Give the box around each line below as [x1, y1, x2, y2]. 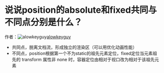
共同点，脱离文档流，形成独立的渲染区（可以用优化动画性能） [11, 44, 137, 50]
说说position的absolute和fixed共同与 [4, 4, 157, 16]
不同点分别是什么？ [4, 17, 83, 28]
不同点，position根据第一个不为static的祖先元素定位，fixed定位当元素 [11, 50, 153, 56]
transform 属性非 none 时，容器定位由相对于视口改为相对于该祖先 [21, 56, 155, 62]
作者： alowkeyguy [4, 34, 71, 40]
